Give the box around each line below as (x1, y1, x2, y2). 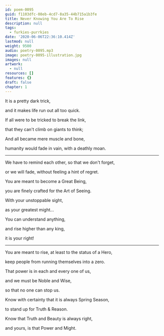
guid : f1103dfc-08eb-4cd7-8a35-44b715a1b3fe (5, 12, 97, 17)
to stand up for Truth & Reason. (5, 306, 68, 312)
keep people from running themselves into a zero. (5, 259, 105, 265)
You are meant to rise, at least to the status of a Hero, (5, 249, 113, 255)
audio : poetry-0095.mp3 (5, 48, 54, 53)
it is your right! (5, 235, 34, 241)
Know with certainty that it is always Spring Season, (5, 296, 110, 302)
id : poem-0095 (5, 7, 34, 12)
